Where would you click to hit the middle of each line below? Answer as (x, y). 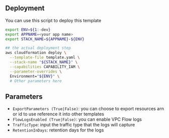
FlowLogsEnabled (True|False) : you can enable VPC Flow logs (77, 119)
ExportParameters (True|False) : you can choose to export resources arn (88, 109)
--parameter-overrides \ (36, 72)
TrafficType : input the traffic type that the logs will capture (74, 125)
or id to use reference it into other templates (58, 114)
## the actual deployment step (38, 48)
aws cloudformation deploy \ (36, 53)
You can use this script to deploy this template (53, 20)
